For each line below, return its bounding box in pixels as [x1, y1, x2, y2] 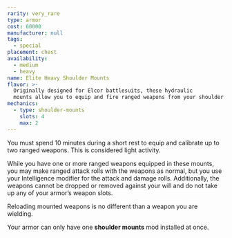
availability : [7, 55, 48, 62]
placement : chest [7, 49, 57, 56]
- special [13, 42, 41, 49]
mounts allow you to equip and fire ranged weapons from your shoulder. [13, 94, 227, 101]
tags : [7, 36, 23, 43]
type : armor [7, 17, 41, 24]
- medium [13, 62, 39, 68]
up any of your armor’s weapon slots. [7, 188, 113, 197]
